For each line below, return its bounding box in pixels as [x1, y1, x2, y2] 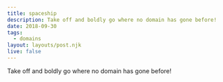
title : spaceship [7, 10, 57, 17]
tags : [7, 29, 23, 36]
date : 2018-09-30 [7, 23, 57, 29]
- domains [13, 36, 41, 42]
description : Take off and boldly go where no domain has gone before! [7, 16, 217, 23]
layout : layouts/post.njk [7, 42, 81, 49]
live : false [7, 49, 41, 55]
